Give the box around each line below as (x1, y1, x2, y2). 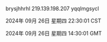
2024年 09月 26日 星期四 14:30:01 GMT (5, 30, 102, 37)
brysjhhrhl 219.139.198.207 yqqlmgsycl (5, 5, 99, 12)
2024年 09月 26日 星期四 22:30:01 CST (5, 17, 102, 24)
